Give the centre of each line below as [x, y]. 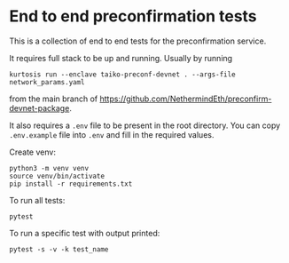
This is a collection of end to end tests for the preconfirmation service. [138, 41]
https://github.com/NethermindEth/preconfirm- [186, 99]
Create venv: [32, 152]
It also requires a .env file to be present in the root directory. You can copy [145, 125]
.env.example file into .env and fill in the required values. [112, 134]
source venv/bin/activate [57, 176]
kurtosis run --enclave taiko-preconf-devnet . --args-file [123, 74]
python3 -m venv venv [49, 168]
